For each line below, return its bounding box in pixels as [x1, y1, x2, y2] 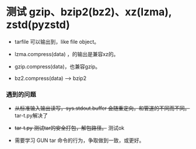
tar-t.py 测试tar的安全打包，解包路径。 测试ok [14, 124, 124, 131]
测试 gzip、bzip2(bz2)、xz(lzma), [6, 5, 172, 19]
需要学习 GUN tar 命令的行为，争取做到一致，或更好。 [14, 137, 145, 144]
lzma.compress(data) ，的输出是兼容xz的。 [14, 50, 119, 57]
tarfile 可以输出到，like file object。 [14, 38, 100, 45]
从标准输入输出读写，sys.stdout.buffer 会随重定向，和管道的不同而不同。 [14, 105, 190, 112]
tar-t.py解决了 [14, 112, 48, 119]
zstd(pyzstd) [6, 18, 70, 32]
